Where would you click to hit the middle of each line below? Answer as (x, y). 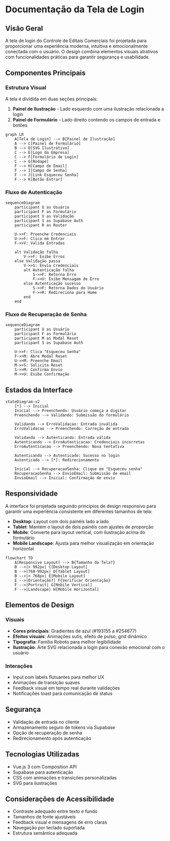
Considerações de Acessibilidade (60, 799)
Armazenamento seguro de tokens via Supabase (64, 727)
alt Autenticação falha (49, 270)
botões (20, 125)
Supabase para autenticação (43, 772)
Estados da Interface (39, 390)
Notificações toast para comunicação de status (63, 693)
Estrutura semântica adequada (45, 833)
